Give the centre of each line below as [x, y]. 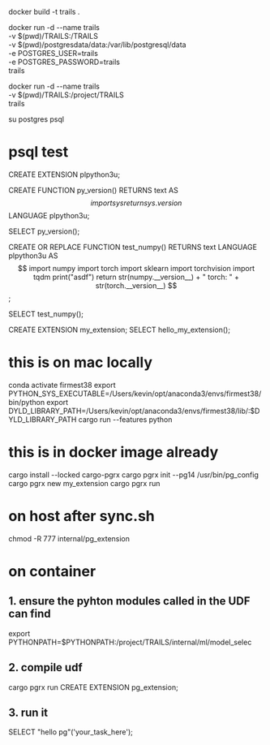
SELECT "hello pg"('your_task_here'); [71, 732]
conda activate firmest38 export [62, 385]
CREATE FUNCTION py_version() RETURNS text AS [93, 190]
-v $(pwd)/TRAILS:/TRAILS [54, 36]
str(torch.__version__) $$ [136, 285]
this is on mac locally [80, 362]
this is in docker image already [114, 452]
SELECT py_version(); [44, 231]
